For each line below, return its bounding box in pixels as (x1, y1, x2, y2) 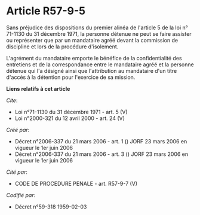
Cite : (6, 97, 18, 104)
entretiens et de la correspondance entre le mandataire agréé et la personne (6, 61, 194, 68)
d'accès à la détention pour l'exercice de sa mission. (6, 73, 136, 81)
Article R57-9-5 (6, 4, 85, 18)
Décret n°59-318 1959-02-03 (14, 203, 87, 210)
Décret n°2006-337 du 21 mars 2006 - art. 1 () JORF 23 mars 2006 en (14, 137, 187, 145)
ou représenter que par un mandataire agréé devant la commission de (6, 36, 178, 44)
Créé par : (6, 126, 30, 133)
